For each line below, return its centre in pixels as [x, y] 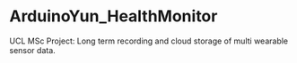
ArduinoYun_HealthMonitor [114, 16]
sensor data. [32, 50]
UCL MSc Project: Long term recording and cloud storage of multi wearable [149, 41]
